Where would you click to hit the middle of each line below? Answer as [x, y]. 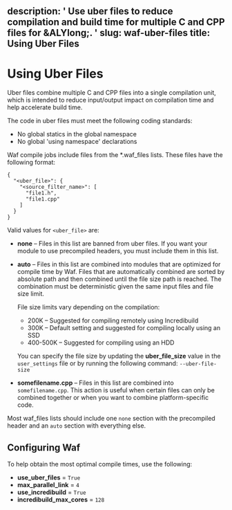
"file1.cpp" [42, 199]
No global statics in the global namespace [77, 134]
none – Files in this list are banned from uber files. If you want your [112, 244]
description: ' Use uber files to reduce [90, 11]
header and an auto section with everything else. [77, 426]
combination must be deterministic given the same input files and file [115, 286]
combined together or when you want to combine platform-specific [113, 398]
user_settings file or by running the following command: [97, 363]
